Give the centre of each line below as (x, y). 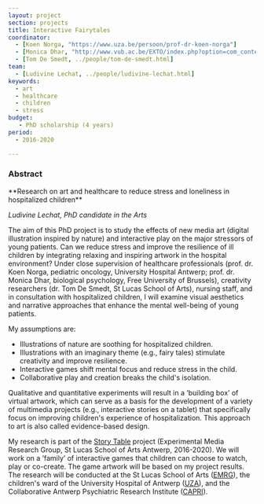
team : (17, 67)
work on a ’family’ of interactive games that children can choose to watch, (128, 458)
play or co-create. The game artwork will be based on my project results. (126, 466)
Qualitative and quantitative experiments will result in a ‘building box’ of (123, 392)
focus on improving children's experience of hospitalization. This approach (129, 418)
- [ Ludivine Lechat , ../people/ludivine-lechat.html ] (105, 74)
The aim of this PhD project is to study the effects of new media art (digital (128, 230)
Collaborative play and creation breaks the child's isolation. (115, 377)
